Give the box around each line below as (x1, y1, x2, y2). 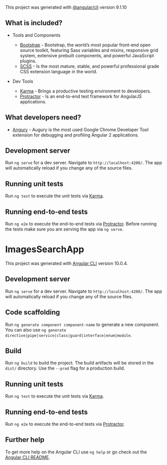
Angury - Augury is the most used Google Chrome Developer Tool (12, 127, 149, 133)
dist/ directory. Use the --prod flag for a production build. (5, 365, 125, 371)
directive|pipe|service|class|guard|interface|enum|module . (5, 332, 132, 338)
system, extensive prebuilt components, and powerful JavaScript (19, 52, 154, 58)
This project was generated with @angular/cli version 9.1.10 (5, 5, 127, 10)
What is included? (5, 19, 62, 27)
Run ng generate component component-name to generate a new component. (5, 321, 160, 327)
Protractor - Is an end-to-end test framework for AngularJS (19, 93, 142, 99)
